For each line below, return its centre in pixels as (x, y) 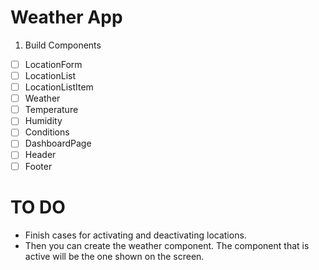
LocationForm (53, 64)
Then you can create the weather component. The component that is (167, 245)
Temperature (51, 110)
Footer (38, 166)
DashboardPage (58, 143)
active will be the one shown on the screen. (114, 256)
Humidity (43, 121)
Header (40, 155)
